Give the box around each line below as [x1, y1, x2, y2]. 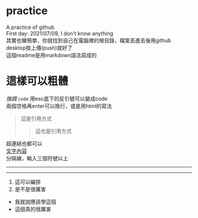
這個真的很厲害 [14, 205, 51, 213]
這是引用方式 [20, 115, 52, 122]
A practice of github [6, 24, 55, 31]
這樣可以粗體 [6, 75, 69, 88]
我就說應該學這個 [14, 198, 57, 205]
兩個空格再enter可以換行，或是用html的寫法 [6, 102, 112, 110]
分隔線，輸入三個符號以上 [6, 154, 68, 161]
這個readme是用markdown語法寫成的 [6, 51, 97, 58]
